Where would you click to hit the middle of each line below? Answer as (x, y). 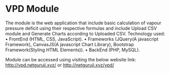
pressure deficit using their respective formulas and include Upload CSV (81, 28)
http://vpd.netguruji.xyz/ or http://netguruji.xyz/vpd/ (60, 65)
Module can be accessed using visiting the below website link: (71, 59)
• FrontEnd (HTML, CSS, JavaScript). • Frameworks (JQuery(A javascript (82, 39)
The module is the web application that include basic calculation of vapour (83, 23)
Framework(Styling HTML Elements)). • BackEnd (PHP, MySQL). (73, 50)
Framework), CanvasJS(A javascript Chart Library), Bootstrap (69, 44)
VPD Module (32, 9)
